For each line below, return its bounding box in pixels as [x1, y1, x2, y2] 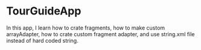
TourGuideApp [6, 4, 81, 18]
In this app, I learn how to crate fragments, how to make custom [6, 24, 165, 31]
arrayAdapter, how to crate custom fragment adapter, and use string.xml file [6, 30, 195, 37]
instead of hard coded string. [6, 37, 78, 44]
